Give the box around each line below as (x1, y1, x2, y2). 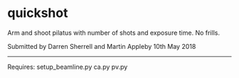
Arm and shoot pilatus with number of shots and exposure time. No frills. (7, 28, 221, 37)
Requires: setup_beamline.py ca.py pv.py (7, 62, 128, 71)
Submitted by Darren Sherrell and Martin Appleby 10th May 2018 (7, 42, 196, 50)
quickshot (7, 5, 68, 21)
